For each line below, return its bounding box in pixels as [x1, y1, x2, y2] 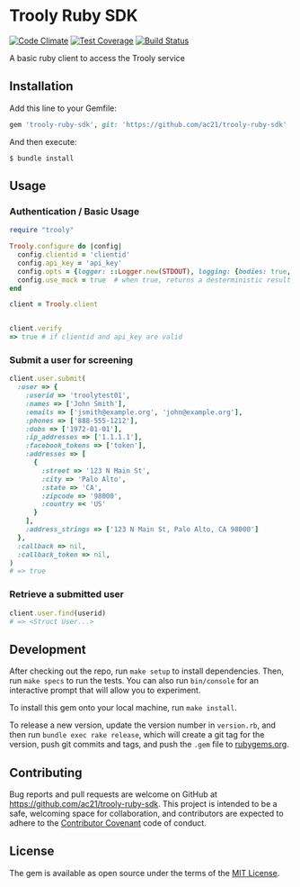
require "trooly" [9, 226, 75, 235]
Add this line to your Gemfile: [9, 103, 117, 113]
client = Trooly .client [9, 300, 99, 309]
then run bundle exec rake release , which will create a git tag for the [9, 729, 265, 740]
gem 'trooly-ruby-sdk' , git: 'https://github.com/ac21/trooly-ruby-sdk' [9, 120, 287, 129]
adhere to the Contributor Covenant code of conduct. [9, 818, 207, 828]
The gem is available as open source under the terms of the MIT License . [9, 867, 280, 878]
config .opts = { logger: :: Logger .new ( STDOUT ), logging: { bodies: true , [17, 267, 292, 276]
